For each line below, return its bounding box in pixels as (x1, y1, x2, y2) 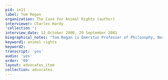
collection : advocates (5, 68, 52, 73)
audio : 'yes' (5, 53, 32, 59)
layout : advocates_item (5, 63, 55, 68)
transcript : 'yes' (5, 49, 43, 54)
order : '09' (5, 58, 30, 63)
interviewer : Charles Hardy (5, 21, 64, 26)
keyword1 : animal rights (5, 40, 57, 45)
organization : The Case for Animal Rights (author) (5, 16, 115, 21)
